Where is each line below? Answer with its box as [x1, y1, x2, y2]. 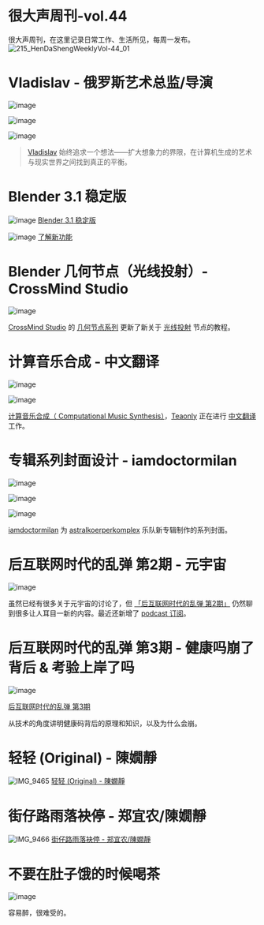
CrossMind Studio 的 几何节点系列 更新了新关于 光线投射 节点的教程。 [8, 322, 235, 331]
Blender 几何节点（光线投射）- [8, 263, 209, 280]
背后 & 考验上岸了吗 [8, 658, 136, 676]
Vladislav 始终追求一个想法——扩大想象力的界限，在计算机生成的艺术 [27, 147, 252, 156]
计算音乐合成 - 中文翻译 [8, 353, 160, 371]
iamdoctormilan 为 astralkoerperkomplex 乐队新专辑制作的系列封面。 [8, 525, 232, 534]
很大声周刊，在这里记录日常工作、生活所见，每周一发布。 [8, 35, 195, 44]
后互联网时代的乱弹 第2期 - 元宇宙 [8, 556, 227, 573]
